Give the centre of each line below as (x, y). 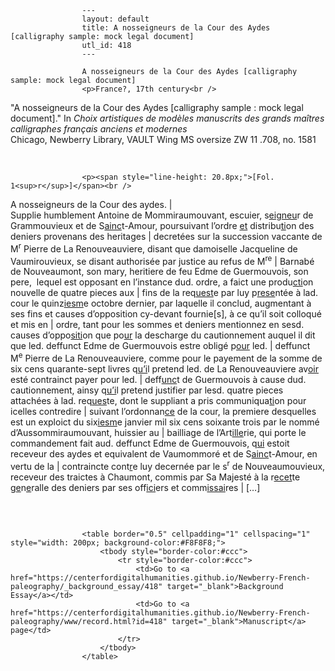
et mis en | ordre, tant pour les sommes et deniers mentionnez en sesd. (157, 325)
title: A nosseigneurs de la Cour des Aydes (176, 28)
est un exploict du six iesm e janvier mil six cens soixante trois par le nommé (165, 422)
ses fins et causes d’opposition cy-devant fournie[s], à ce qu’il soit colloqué (166, 314)
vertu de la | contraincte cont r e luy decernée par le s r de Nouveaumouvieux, (168, 465)
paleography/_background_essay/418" (86, 586)
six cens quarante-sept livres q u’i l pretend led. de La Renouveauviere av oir (164, 368)
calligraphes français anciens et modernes (99, 129)
